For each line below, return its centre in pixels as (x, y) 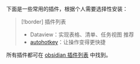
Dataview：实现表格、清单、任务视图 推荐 (82, 34)
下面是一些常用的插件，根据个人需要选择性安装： (67, 9)
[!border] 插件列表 (43, 22)
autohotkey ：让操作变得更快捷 (68, 42)
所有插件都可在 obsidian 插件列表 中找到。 (59, 55)
